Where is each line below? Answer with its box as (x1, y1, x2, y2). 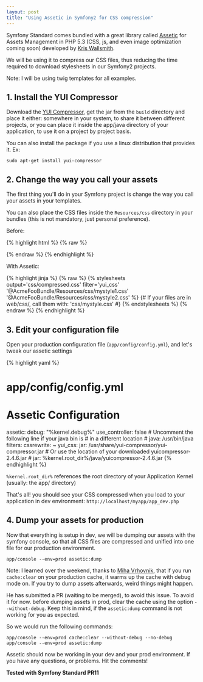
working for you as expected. (6, 611, 80, 618)
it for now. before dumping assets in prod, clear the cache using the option (6, 598, 193, 605)
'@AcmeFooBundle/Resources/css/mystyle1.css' (6, 287, 129, 295)
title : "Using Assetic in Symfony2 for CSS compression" (6, 15, 154, 21)
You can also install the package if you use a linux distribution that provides (6, 140, 195, 147)
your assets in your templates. (6, 197, 82, 204)
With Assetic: (6, 263, 40, 270)
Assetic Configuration (6, 408, 120, 422)
